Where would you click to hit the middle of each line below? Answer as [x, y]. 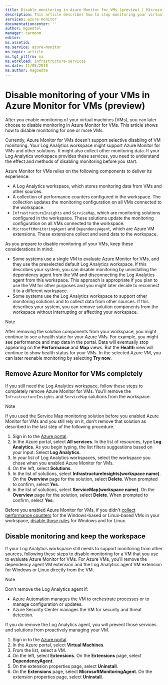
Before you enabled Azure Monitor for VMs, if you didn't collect [70, 510]
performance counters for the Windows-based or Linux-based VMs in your [82, 515]
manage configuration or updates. [47, 604]
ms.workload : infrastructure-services [45, 61]
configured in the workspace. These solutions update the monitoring [83, 218]
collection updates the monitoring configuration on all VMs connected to [87, 202]
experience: [17, 176]
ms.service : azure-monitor [33, 47]
